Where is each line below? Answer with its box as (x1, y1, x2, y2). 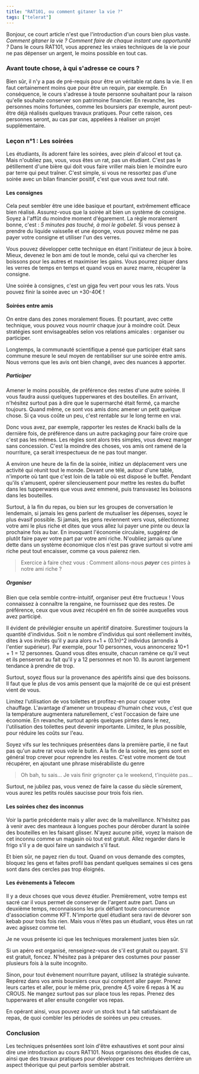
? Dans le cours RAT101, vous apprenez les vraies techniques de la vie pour (6, 43, 190, 50)
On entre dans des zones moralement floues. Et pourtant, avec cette (6, 315, 173, 323)
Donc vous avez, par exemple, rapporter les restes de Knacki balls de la (6, 424, 181, 431)
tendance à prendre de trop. (6, 662, 75, 669)
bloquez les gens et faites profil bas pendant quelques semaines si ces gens (6, 859, 193, 866)
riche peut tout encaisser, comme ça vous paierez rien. (6, 548, 141, 555)
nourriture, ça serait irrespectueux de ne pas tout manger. (6, 449, 148, 456)
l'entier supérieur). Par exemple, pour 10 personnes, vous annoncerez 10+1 (6, 643, 189, 650)
